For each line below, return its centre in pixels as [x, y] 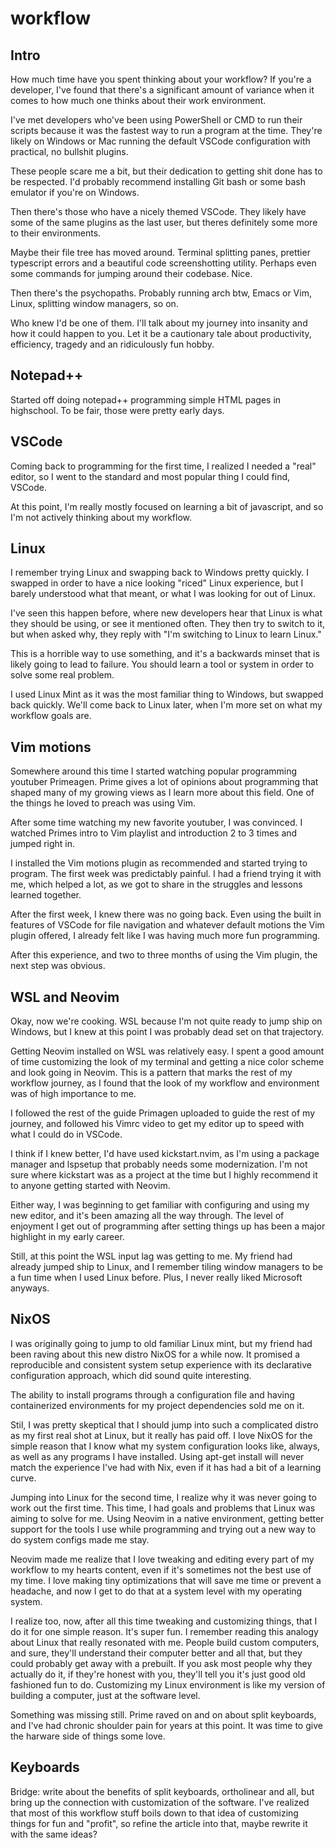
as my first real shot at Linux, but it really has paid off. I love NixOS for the [161, 1435]
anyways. [30, 1288]
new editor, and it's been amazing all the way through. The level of [147, 1216]
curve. [23, 1478]
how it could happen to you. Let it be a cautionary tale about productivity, [161, 333]
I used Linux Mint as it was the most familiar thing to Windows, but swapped [167, 694]
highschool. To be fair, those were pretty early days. [117, 410]
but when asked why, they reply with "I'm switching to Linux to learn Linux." [166, 634]
